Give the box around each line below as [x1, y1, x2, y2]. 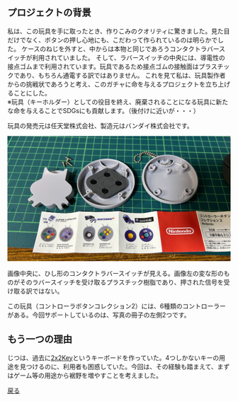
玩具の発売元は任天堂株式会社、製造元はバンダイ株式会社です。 [7, 121, 193, 129]
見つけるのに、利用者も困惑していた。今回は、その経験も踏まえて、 [19, 362, 217, 371]
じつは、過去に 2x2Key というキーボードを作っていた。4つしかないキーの [7, 353, 220, 362]
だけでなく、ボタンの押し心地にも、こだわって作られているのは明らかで [7, 35, 218, 44]
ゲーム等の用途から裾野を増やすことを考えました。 [13, 371, 163, 380]
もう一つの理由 [7, 333, 73, 345]
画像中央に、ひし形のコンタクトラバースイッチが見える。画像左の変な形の [7, 269, 225, 277]
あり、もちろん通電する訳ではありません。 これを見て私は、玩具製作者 [19, 71, 226, 79]
